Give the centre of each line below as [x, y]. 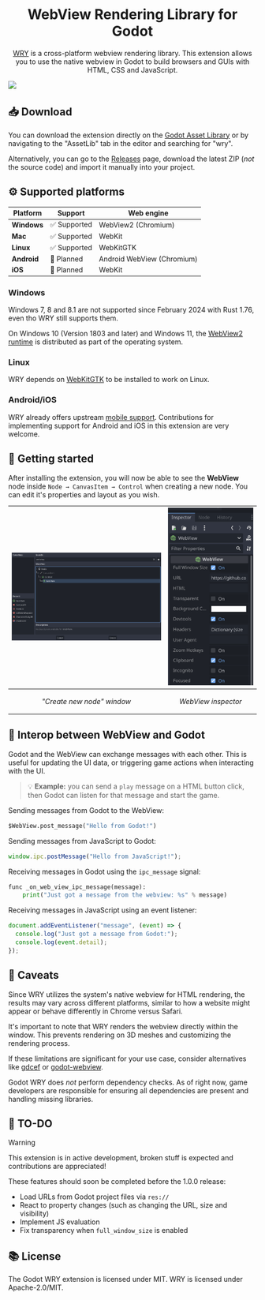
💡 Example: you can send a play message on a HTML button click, [136, 786]
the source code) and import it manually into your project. [102, 167]
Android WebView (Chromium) [149, 259]
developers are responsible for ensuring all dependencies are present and [129, 1090]
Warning [22, 1143]
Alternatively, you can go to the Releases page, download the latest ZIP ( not [131, 159]
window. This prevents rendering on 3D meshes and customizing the [119, 1035]
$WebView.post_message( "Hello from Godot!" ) [82, 826]
